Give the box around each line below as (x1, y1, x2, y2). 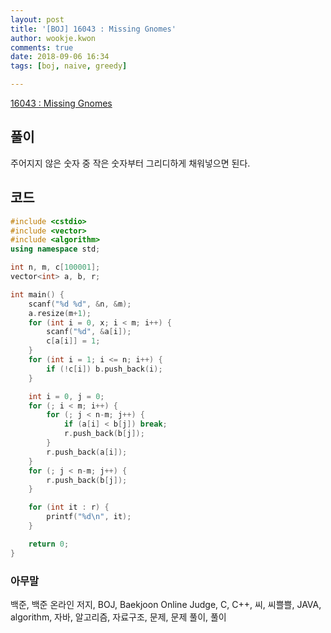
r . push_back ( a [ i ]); (46, 447, 128, 457)
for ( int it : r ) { (28, 502, 110, 513)
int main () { (10, 289, 65, 300)
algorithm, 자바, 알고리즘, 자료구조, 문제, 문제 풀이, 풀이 (10, 611, 227, 623)
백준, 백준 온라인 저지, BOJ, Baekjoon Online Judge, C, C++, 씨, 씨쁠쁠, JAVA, (10, 598, 322, 610)
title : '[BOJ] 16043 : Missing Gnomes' (10, 24, 177, 34)
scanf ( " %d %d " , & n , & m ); (28, 299, 132, 309)
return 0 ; (28, 539, 70, 549)
